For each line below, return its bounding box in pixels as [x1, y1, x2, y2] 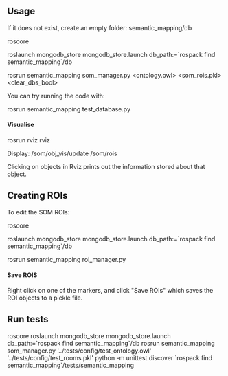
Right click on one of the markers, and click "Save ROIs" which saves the [7, 287, 214, 295]
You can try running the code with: [7, 91, 105, 100]
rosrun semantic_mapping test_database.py [7, 104, 131, 113]
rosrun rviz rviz [7, 136, 50, 144]
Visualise [7, 120, 34, 129]
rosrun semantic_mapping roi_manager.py [7, 255, 126, 263]
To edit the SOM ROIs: [7, 208, 70, 216]
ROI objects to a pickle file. [7, 294, 83, 302]
